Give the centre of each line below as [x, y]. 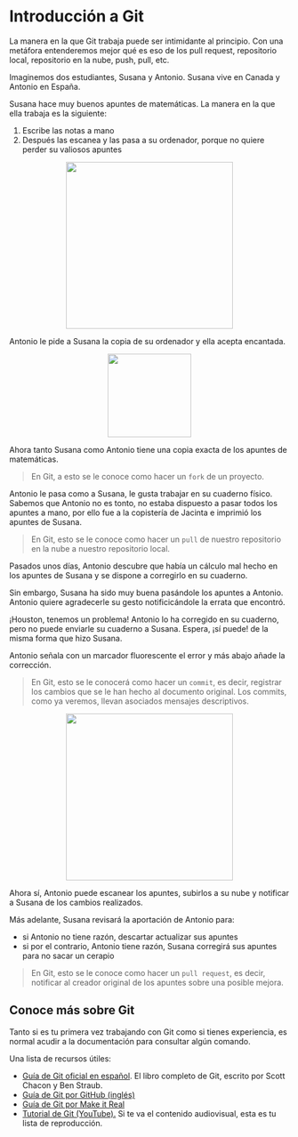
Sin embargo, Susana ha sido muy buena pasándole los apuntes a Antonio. [146, 593]
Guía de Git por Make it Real [73, 1104]
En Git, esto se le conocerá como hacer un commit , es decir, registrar [156, 681]
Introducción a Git [77, 16]
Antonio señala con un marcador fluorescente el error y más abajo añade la [147, 655]
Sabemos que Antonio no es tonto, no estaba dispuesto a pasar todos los [144, 503]
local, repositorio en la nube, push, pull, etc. [89, 60]
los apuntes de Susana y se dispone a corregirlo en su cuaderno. [129, 575]
